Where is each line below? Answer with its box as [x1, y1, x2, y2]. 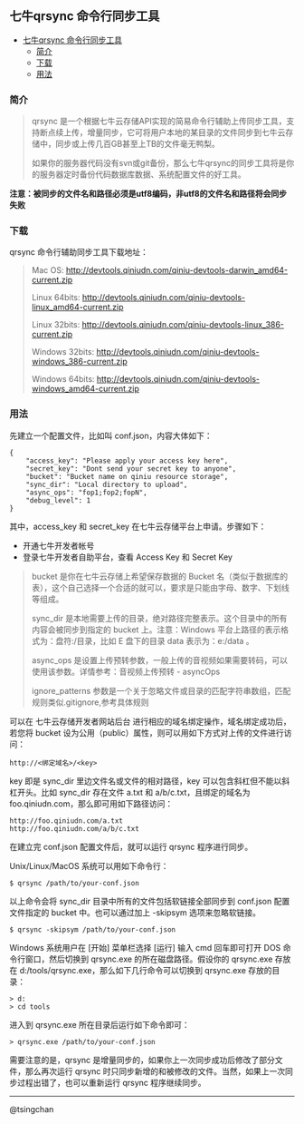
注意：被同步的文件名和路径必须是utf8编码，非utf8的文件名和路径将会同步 [9, 189, 288, 200]
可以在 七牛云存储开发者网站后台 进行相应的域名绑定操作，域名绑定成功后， [9, 716, 291, 727]
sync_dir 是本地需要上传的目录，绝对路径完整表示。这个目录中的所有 [31, 612, 288, 623]
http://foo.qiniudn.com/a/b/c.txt [9, 824, 140, 833]
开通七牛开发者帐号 [22, 540, 95, 551]
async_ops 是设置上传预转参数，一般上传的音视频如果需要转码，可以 [31, 654, 288, 665]
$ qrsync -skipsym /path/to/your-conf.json [9, 924, 176, 934]
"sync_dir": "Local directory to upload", [25, 480, 188, 489]
